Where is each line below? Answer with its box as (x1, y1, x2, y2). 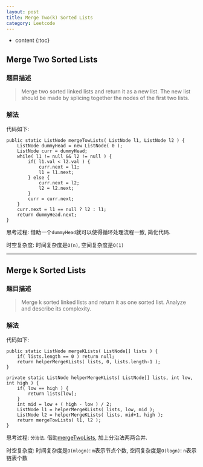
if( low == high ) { (17, 386, 69, 392)
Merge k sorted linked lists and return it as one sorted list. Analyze (21, 298, 186, 306)
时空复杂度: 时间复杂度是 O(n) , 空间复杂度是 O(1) (6, 241, 124, 249)
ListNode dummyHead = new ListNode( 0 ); (17, 143, 123, 149)
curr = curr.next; (28, 196, 74, 202)
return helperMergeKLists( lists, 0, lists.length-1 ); (17, 359, 161, 365)
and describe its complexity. (21, 305, 92, 312)
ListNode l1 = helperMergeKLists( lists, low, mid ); (17, 407, 155, 413)
